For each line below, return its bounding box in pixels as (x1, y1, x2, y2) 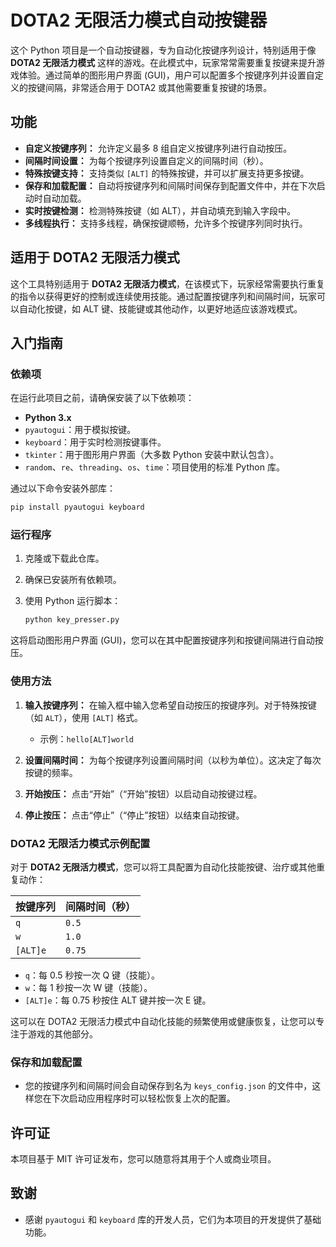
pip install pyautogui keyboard (10, 502, 145, 513)
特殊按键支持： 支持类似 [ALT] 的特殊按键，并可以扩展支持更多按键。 (24, 167, 310, 179)
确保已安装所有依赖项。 (24, 574, 122, 586)
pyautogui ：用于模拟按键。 (24, 424, 137, 436)
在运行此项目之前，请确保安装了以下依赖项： (10, 392, 195, 404)
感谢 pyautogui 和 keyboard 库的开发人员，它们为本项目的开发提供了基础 (24, 1213, 322, 1225)
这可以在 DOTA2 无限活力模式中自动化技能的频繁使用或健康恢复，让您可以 (10, 1015, 317, 1027)
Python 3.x (24, 412, 72, 424)
